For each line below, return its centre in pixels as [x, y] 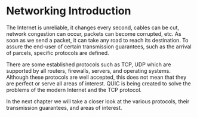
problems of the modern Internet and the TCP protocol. [74, 90]
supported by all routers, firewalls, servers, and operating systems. [89, 70]
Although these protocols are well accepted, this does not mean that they [96, 77]
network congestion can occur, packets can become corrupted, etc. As [94, 33]
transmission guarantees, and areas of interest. [64, 107]
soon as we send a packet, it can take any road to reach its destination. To [97, 40]
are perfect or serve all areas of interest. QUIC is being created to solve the [98, 83]
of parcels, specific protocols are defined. [58, 53]
